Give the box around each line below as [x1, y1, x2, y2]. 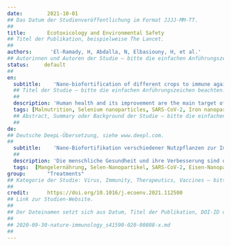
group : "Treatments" [7, 170, 85, 177]
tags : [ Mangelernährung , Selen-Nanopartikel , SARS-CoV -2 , [13, 163, 186, 171]
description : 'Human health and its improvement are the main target [13, 100, 217, 107]
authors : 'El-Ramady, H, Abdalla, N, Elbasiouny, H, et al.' [7, 49, 201, 56]
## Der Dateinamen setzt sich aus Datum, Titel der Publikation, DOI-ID [7, 209, 220, 216]
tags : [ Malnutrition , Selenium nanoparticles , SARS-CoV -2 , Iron [13, 106, 201, 113]
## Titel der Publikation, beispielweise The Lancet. [7, 36, 165, 43]
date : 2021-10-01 [7, 10, 78, 17]
